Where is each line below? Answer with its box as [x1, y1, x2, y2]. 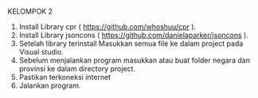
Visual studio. [18, 47, 64, 56]
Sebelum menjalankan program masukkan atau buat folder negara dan [18, 55, 250, 65]
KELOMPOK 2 [7, 7, 53, 16]
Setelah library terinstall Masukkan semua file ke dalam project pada [18, 39, 244, 48]
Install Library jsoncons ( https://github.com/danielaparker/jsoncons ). [18, 31, 248, 40]
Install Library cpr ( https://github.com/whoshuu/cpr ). [18, 22, 197, 31]
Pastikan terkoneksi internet [18, 73, 111, 81]
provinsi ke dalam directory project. [18, 64, 136, 73]
